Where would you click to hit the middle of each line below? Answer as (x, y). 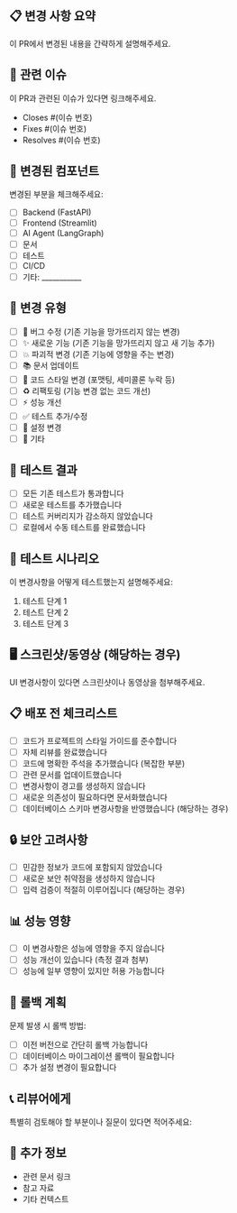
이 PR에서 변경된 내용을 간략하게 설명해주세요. (90, 43)
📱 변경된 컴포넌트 (54, 171)
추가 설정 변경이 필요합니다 (69, 1068)
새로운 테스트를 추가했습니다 (72, 505)
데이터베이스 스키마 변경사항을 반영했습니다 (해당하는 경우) (125, 809)
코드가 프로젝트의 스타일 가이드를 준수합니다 (100, 740)
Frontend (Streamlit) (59, 223)
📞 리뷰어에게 (40, 1098)
